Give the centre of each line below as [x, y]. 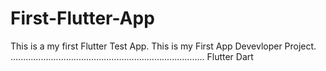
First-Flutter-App [82, 18]
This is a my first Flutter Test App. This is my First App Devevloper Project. [163, 46]
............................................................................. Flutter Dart [132, 56]
